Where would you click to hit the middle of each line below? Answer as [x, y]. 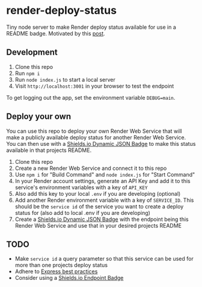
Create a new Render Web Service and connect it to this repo [91, 168]
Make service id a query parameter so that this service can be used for [104, 259]
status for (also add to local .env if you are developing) [82, 213]
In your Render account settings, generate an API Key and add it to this [103, 181]
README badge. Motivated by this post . [56, 33]
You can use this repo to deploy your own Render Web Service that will [94, 131]
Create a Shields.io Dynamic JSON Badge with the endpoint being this [102, 219]
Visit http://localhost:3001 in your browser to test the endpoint [94, 86]
